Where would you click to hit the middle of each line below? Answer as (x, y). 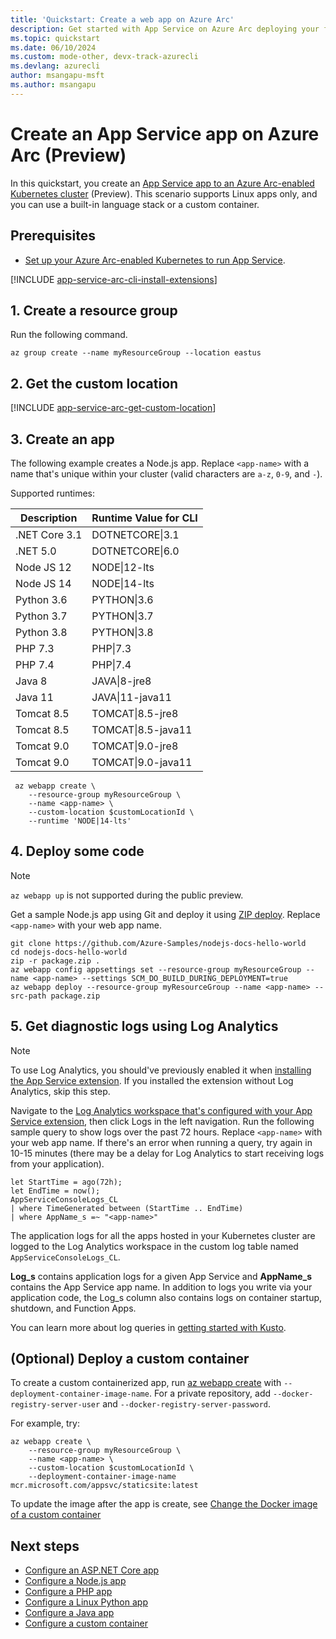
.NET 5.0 (36, 551)
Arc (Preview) (68, 155)
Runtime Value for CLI (144, 518)
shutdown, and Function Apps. (73, 1308)
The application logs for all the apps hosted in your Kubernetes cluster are (163, 1235)
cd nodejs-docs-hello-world (69, 952)
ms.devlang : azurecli (55, 66)
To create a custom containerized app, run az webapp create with (146, 1383)
